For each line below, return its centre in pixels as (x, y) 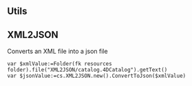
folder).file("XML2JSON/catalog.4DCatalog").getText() (87, 70)
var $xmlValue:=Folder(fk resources (60, 64)
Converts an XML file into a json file (57, 52)
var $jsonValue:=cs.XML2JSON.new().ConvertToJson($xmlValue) (97, 76)
